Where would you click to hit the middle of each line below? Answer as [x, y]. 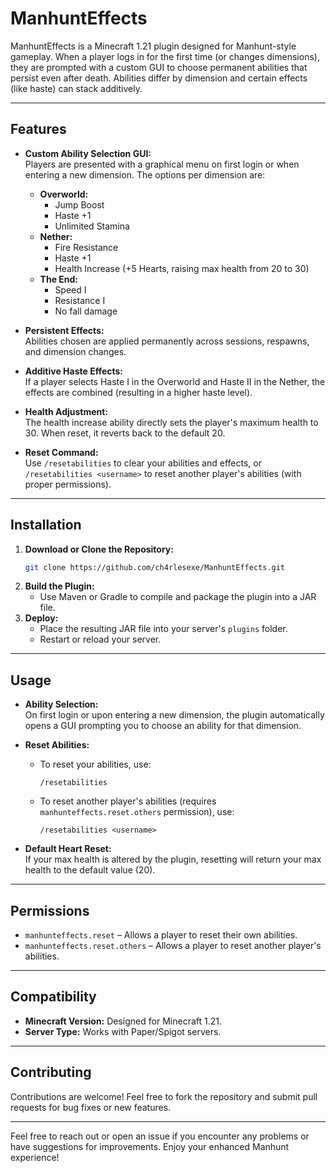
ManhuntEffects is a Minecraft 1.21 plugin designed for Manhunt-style [153, 46]
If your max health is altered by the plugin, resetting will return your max [173, 859]
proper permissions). [68, 484]
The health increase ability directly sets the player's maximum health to [171, 422]
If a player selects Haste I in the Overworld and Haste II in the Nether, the [175, 381]
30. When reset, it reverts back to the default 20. [125, 433]
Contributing [51, 1072]
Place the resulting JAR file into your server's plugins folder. [163, 629]
